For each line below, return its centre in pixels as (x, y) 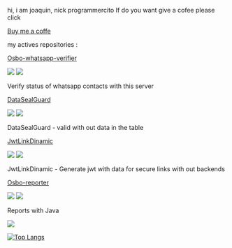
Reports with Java (33, 210)
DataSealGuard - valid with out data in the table (75, 127)
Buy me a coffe (29, 31)
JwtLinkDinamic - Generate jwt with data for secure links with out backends (116, 169)
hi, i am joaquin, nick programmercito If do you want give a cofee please (111, 10)
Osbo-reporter (28, 182)
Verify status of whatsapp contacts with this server (81, 86)
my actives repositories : (43, 44)
